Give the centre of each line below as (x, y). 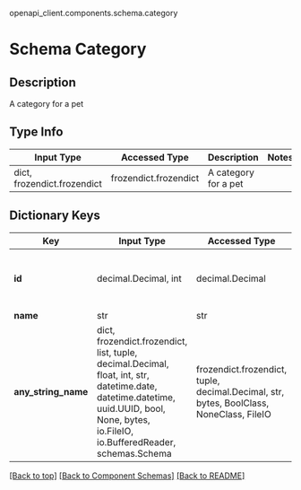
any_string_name (51, 391)
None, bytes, (124, 419)
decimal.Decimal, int (139, 278)
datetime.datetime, (137, 397)
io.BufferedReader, (137, 442)
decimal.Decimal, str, (240, 391)
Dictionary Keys (55, 216)
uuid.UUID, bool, (131, 408)
